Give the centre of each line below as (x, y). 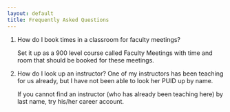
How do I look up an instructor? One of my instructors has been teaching (120, 74)
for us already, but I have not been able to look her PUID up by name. (115, 80)
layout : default (30, 13)
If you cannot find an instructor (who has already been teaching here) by (120, 94)
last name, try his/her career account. (71, 101)
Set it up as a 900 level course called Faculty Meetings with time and (115, 53)
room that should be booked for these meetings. (86, 60)
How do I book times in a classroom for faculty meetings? (99, 39)
